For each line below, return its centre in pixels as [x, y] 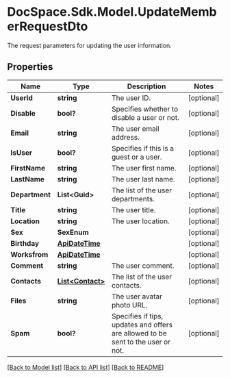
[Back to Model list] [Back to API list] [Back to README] [86, 367]
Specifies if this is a [143, 148]
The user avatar [137, 297]
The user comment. [143, 266]
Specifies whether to [145, 109]
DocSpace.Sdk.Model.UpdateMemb [112, 12]
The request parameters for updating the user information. [90, 45]
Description [146, 86]
